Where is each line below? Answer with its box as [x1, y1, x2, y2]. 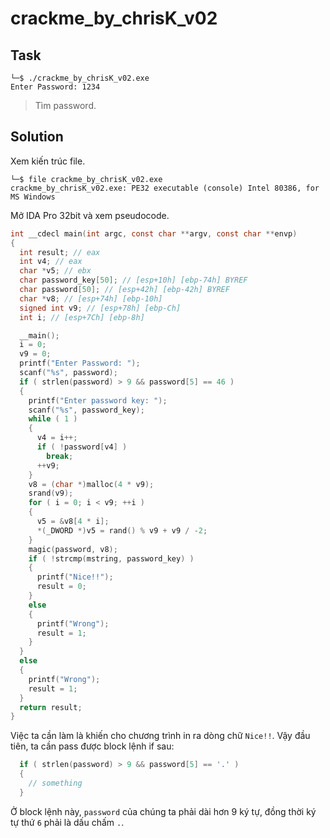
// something [28, 778, 83, 789]
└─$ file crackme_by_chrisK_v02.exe [10, 174, 163, 184]
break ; [46, 451, 74, 461]
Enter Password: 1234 [10, 82, 101, 92]
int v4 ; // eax [19, 257, 83, 267]
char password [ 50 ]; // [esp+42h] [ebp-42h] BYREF [19, 285, 230, 295]
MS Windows [10, 192, 56, 202]
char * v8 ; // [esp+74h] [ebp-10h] [19, 293, 163, 304]
